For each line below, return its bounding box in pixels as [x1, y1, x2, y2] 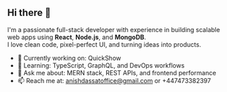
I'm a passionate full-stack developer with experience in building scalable [7, 25, 220, 33]
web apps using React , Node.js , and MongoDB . [7, 33, 146, 41]
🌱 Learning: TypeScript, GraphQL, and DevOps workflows [17, 61, 185, 70]
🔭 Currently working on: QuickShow [17, 54, 122, 62]
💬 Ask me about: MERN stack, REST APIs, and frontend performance [17, 68, 216, 77]
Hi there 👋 [7, 7, 51, 19]
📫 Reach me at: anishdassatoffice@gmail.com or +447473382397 [17, 76, 212, 84]
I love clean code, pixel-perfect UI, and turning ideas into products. [7, 40, 202, 49]
